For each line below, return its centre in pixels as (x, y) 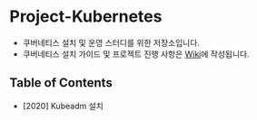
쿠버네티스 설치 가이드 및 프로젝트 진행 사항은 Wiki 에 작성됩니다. (136, 54)
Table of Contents (61, 83)
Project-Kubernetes (86, 17)
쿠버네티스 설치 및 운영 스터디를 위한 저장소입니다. (111, 42)
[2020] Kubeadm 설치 (63, 106)
